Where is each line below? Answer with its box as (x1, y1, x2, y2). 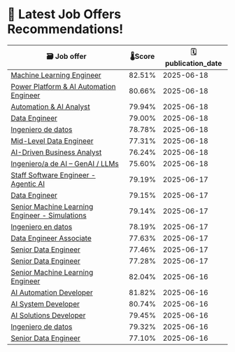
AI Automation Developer (10, 287, 93, 297)
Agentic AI (10, 179, 45, 189)
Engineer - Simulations (10, 210, 87, 220)
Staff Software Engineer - (10, 170, 96, 180)
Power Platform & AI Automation (10, 81, 117, 91)
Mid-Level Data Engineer (10, 136, 94, 146)
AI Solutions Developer (10, 310, 86, 320)
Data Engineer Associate (10, 233, 92, 243)
